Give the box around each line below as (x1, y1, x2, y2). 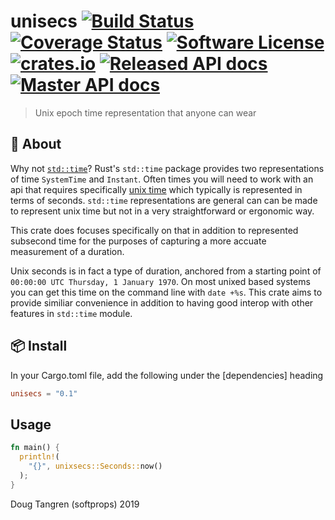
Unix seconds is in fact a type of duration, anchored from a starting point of (10, 265, 322, 277)
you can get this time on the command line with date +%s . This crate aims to (10, 286, 323, 298)
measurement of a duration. (10, 245, 125, 257)
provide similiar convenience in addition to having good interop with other (10, 296, 314, 309)
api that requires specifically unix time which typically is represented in (10, 183, 303, 195)
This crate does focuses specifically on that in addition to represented (10, 224, 299, 236)
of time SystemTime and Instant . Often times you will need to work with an (10, 173, 314, 185)
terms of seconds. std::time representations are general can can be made (10, 194, 318, 206)
